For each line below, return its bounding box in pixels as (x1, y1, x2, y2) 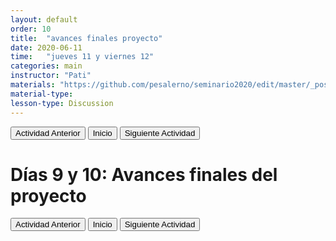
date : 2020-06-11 (10, 42, 83, 53)
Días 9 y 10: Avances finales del (10, 163, 278, 186)
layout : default (10, 14, 78, 25)
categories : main (10, 61, 83, 71)
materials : (10, 80, 56, 90)
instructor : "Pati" (10, 71, 92, 81)
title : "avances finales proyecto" (10, 33, 163, 43)
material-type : (10, 89, 74, 99)
